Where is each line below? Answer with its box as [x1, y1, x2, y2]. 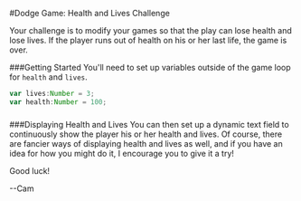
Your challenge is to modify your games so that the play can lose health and [9, 25, 292, 35]
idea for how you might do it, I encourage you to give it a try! [9, 148, 235, 158]
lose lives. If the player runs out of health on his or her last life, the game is [9, 35, 287, 45]
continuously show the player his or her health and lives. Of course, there [9, 129, 283, 139]
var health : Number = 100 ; [9, 97, 107, 107]
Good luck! [9, 165, 51, 176]
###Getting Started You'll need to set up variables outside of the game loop [9, 62, 291, 72]
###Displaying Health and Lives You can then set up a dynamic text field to [9, 119, 289, 129]
